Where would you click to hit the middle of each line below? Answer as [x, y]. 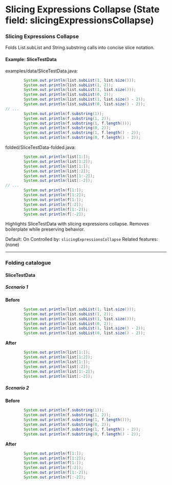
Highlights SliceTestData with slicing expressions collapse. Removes [77, 224]
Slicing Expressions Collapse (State [82, 10]
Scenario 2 [17, 388]
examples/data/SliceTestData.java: [42, 71]
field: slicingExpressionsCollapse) [80, 20]
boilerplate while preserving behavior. [45, 229]
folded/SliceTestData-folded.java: [40, 147]
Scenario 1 [17, 287]
